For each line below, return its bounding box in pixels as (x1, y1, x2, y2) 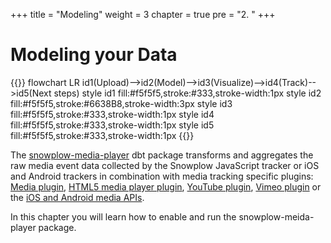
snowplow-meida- (238, 210, 315, 223)
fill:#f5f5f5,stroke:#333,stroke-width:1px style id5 (10, 119, 215, 131)
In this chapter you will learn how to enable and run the (10, 210, 237, 223)
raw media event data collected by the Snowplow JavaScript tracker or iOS (10, 159, 320, 171)
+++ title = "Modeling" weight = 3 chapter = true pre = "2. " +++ (10, 9, 276, 20)
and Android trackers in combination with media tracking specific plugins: (10, 170, 314, 182)
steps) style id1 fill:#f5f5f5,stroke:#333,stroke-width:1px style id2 (53, 87, 322, 99)
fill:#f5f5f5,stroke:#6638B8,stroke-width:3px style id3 (10, 97, 233, 109)
